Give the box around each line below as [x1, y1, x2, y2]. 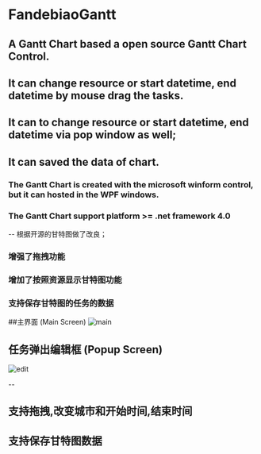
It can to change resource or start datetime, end [8, 116, 250, 129]
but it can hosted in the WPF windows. [8, 189, 159, 200]
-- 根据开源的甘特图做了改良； [8, 229, 107, 239]
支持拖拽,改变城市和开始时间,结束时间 [8, 405, 193, 418]
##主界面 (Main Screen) [8, 317, 86, 327]
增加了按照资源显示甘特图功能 [8, 274, 123, 285]
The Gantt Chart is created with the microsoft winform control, [8, 179, 254, 190]
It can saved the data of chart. [8, 155, 160, 168]
